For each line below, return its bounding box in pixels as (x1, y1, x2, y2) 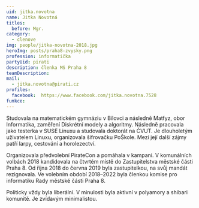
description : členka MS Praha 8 (6, 64, 87, 71)
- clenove (11, 37, 36, 43)
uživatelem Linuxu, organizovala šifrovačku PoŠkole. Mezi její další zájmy (6, 133, 187, 141)
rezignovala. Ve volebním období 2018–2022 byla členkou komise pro (6, 170, 178, 177)
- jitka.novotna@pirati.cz (11, 82, 79, 88)
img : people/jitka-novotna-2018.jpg (6, 43, 98, 49)
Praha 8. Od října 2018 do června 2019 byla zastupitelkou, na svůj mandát (6, 164, 188, 171)
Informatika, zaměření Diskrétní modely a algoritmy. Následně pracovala (6, 120, 184, 128)
